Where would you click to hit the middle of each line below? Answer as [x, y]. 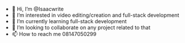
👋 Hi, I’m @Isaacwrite [38, 9]
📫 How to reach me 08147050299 [54, 34]
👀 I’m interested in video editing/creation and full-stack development [95, 15]
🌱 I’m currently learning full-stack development [69, 21]
